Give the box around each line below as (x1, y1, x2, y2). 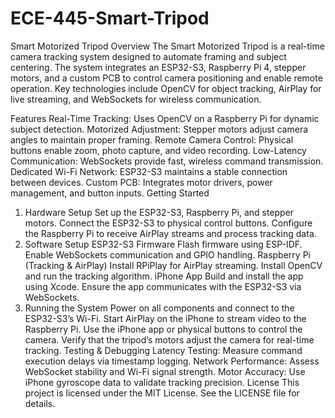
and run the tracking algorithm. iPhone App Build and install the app (24, 270, 304, 282)
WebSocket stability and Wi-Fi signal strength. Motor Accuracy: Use (24, 365, 306, 377)
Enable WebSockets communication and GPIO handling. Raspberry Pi (24, 248, 311, 261)
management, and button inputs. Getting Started (10, 187, 210, 199)
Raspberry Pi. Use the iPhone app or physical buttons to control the (24, 323, 303, 335)
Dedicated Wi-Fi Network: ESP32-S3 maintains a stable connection (10, 165, 288, 177)
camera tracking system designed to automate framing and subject (10, 50, 287, 62)
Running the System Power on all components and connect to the (24, 302, 295, 314)
